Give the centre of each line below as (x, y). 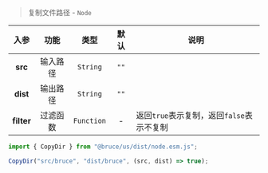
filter (22, 121)
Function (89, 121)
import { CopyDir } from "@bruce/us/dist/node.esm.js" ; (103, 147)
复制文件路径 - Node (59, 12)
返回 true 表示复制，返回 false (190, 115)
